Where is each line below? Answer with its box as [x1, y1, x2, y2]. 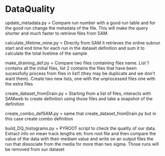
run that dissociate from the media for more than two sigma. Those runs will [5, 141, 159, 147]
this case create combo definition [5, 116, 73, 121]
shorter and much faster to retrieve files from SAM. [5, 30, 109, 36]
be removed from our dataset [5, 146, 65, 152]
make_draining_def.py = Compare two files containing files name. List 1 [5, 60, 149, 66]
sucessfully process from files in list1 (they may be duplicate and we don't [5, 70, 155, 76]
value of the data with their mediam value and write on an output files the [5, 136, 154, 142]
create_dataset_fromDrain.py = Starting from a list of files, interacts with [5, 90, 151, 96]
